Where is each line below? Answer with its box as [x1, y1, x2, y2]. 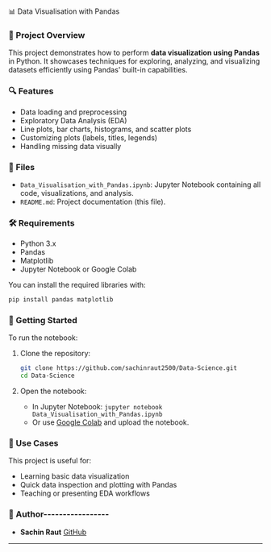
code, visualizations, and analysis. [19, 188, 135, 197]
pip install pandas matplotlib [8, 296, 114, 304]
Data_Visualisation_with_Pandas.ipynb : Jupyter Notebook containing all [19, 180, 261, 189]
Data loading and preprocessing [19, 107, 127, 117]
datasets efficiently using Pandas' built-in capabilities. [8, 65, 188, 75]
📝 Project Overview [8, 29, 85, 40]
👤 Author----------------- [8, 508, 110, 520]
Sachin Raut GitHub [19, 527, 87, 537]
